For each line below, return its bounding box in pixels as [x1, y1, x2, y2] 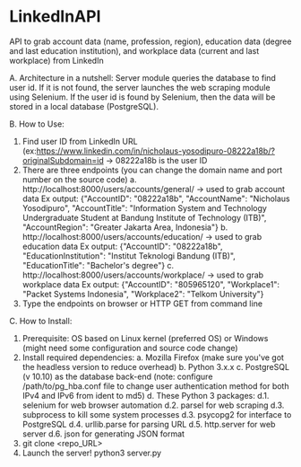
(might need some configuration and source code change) [21, 342, 239, 353]
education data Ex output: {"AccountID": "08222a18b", [21, 241, 223, 251]
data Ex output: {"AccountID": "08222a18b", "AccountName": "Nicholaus [21, 193, 291, 204]
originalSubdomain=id [21, 154, 105, 165]
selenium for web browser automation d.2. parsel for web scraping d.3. [21, 400, 285, 410]
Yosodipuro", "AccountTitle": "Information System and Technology [21, 202, 267, 213]
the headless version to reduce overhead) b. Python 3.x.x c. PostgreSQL [21, 361, 289, 372]
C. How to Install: [9, 315, 73, 326]
